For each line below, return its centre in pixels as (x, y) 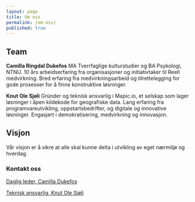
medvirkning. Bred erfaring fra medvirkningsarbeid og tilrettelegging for (93, 78)
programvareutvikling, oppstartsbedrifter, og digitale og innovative (86, 109)
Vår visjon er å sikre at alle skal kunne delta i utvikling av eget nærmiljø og (95, 147)
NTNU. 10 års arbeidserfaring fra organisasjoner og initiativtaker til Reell (93, 72)
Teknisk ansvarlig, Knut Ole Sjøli (45, 193)
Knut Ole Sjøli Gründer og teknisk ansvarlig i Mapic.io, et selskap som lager (97, 96)
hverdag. (17, 153)
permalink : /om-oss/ (31, 22)
